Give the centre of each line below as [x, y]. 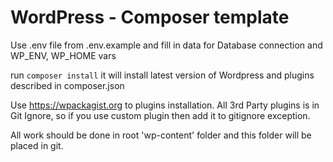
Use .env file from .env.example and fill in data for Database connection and [166, 45]
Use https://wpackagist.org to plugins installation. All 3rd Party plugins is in [165, 105]
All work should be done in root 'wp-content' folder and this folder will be [161, 135]
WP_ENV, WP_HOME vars [63, 55]
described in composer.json [67, 85]
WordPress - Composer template [150, 17]
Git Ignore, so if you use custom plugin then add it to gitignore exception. [160, 115]
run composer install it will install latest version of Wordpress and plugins [162, 75]
